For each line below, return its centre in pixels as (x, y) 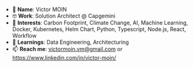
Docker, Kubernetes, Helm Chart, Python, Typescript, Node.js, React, (99, 29)
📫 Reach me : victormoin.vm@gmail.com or (67, 49)
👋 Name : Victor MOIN (39, 9)
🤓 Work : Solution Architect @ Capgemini (64, 16)
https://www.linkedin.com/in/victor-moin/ (64, 58)
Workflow (24, 36)
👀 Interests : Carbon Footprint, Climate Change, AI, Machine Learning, (100, 23)
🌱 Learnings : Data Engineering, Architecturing (70, 42)
